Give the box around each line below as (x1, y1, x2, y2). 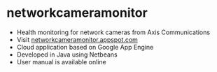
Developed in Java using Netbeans (16, 50, 118, 59)
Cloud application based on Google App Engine (16, 43, 154, 51)
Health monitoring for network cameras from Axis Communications (16, 28, 211, 36)
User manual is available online (16, 57, 106, 66)
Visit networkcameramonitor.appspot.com (16, 35, 138, 43)
